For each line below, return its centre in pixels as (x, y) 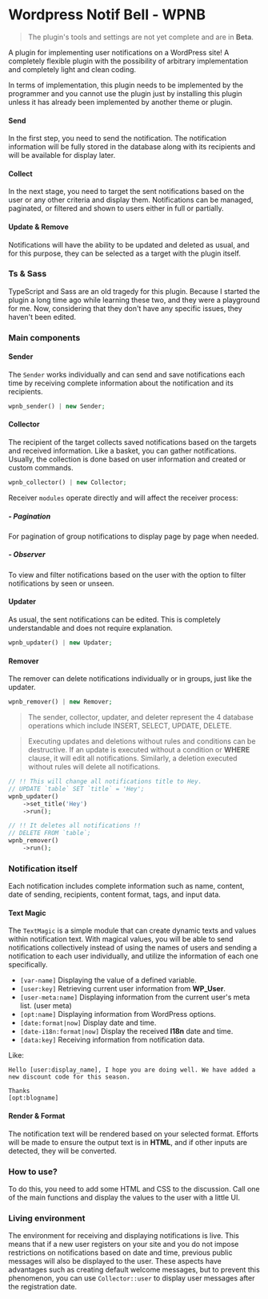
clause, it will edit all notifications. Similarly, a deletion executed (132, 758)
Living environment (47, 1218)
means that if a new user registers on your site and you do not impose (124, 1245)
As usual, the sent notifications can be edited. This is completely (115, 619)
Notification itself (43, 869)
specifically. (28, 965)
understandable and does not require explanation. (91, 628)
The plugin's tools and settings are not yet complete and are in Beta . (141, 37)
